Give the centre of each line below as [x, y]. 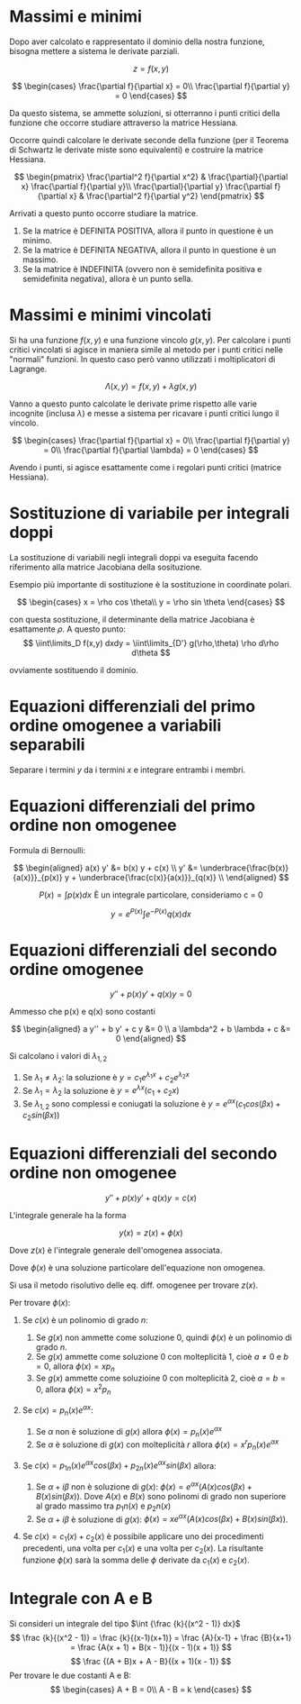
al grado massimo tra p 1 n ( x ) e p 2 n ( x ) [103, 1507]
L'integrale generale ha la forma [68, 1216]
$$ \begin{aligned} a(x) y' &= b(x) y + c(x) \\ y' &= [106, 868]
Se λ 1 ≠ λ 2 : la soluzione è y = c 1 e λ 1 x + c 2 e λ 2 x [106, 1078]
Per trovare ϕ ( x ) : [40, 1303]
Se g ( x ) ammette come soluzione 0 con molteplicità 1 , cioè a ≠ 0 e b [162, 1357]
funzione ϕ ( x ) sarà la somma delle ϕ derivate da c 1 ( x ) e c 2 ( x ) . [136, 1561]
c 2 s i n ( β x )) [41, 1116]
